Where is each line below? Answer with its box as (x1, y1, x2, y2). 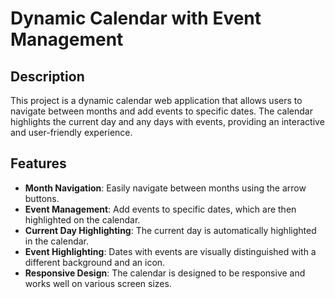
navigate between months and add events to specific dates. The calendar (10, 105, 313, 117)
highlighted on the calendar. (24, 213, 141, 226)
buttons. (24, 192, 60, 204)
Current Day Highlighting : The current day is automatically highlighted (24, 224, 317, 236)
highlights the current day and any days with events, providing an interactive (10, 116, 325, 127)
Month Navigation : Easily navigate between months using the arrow (24, 182, 307, 194)
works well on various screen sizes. (24, 277, 172, 289)
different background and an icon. (24, 256, 166, 268)
